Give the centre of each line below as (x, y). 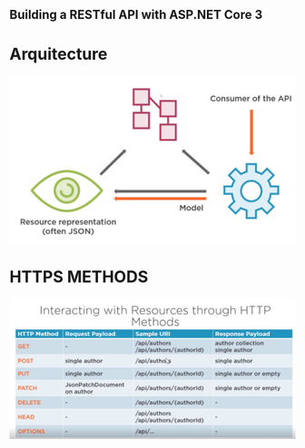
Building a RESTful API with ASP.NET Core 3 (136, 15)
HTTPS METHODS (79, 277)
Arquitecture (59, 54)
